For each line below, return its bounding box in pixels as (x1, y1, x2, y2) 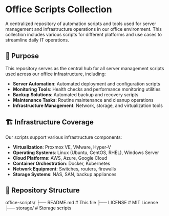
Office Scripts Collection (5, 4, 112, 15)
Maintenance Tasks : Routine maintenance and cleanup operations (12, 97, 154, 103)
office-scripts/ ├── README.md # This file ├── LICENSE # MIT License (5, 200, 158, 206)
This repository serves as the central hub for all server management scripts (5, 65, 164, 71)
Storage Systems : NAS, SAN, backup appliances (12, 171, 117, 177)
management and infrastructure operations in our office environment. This (5, 26, 162, 32)
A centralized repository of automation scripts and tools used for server (5, 20, 156, 27)
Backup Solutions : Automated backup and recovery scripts (12, 91, 139, 98)
